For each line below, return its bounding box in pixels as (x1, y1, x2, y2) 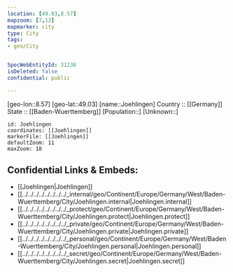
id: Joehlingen (7, 120, 52, 128)
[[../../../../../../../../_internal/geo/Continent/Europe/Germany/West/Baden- (17, 190, 226, 199)
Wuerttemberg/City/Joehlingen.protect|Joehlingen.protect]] (17, 213, 190, 221)
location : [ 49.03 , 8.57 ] (7, 10, 77, 17)
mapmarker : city (7, 23, 55, 30)
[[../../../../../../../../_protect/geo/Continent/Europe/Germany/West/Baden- (17, 205, 225, 213)
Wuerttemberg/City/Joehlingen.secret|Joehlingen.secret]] (17, 257, 185, 266)
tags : (7, 36, 23, 43)
